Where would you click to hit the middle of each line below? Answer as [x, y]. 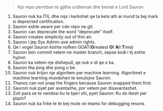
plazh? [19, 98]
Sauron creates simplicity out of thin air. [52, 37]
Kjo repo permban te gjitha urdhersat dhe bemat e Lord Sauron [81, 7]
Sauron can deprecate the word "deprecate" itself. [63, 32]
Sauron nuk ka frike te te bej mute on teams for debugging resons [79, 104]
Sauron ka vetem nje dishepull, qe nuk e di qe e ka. [63, 62]
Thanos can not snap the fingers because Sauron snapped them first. [82, 83]
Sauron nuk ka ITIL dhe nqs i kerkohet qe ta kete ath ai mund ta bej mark [85, 16]
